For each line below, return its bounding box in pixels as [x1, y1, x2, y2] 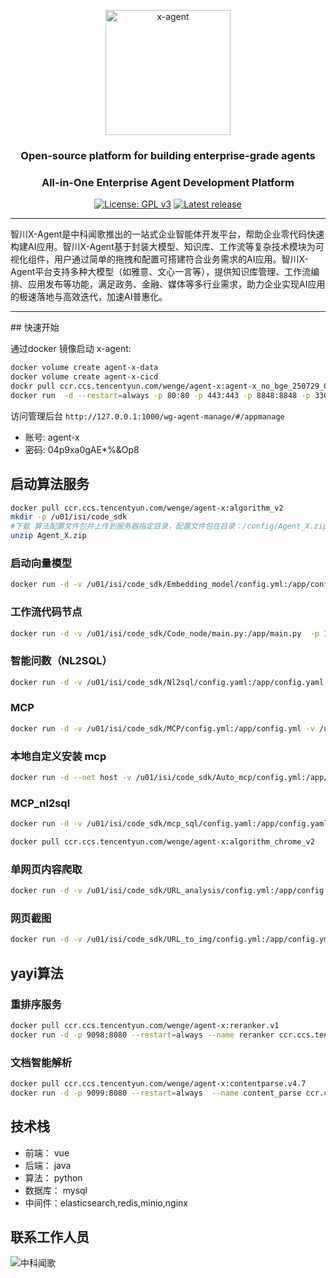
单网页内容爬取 [10, 862, 83, 876]
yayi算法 [10, 965, 64, 982]
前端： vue [24, 1146, 70, 1159]
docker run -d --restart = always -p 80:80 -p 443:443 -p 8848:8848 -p [10, 390, 311, 400]
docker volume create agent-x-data [10, 363, 159, 373]
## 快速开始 [10, 321, 60, 334]
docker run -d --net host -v [10, 773, 132, 783]
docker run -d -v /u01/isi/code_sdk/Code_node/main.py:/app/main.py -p [10, 628, 320, 639]
